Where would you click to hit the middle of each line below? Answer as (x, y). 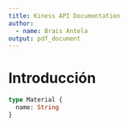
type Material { (35, 100)
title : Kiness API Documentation (64, 16)
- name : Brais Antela (52, 31)
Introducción (52, 78)
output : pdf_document (45, 38)
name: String (37, 107)
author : (21, 23)
